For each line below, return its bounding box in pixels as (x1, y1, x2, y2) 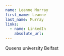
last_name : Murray (5, 17, 44, 22)
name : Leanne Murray (5, 7, 49, 13)
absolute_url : (14, 31, 44, 36)
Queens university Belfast (5, 45, 59, 51)
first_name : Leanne (5, 12, 46, 17)
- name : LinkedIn (10, 26, 46, 32)
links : (5, 21, 19, 27)
